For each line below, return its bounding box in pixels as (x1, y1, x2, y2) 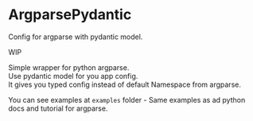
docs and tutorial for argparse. (8, 103, 108, 113)
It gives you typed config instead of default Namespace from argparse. (8, 80, 241, 89)
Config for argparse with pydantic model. (8, 32, 143, 41)
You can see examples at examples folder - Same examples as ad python (8, 95, 246, 104)
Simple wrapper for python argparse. (8, 62, 130, 72)
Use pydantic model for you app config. (8, 71, 138, 80)
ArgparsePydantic (8, 6, 132, 24)
